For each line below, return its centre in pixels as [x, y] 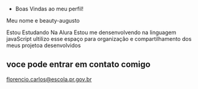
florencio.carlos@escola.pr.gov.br [49, 79]
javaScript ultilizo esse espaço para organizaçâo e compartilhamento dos [99, 39]
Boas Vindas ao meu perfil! [49, 9]
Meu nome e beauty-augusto [43, 20]
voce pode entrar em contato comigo [78, 64]
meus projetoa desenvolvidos [44, 45]
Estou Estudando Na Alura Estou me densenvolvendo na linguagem [91, 32]
